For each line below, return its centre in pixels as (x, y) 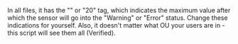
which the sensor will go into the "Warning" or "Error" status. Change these (118, 18)
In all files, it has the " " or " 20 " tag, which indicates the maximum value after (119, 10)
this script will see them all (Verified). (61, 33)
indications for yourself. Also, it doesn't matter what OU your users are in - (116, 25)
